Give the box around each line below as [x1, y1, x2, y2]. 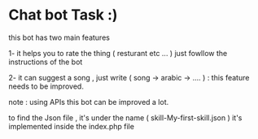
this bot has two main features [8, 33, 110, 42]
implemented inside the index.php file [8, 121, 134, 131]
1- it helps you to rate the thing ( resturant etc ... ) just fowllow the [8, 48, 228, 58]
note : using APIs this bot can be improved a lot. [8, 97, 169, 106]
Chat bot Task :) [8, 6, 118, 24]
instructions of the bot [8, 57, 83, 67]
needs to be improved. [8, 81, 84, 91]
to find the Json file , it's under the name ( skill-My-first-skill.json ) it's [8, 112, 243, 123]
